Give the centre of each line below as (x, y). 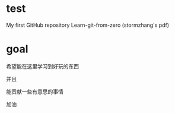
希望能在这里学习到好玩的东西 (42, 66)
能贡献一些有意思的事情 (35, 92)
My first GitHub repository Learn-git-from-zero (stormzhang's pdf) (88, 25)
